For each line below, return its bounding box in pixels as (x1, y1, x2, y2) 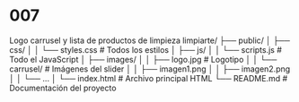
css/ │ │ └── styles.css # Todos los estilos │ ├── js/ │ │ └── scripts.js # (9, 44, 283, 55)
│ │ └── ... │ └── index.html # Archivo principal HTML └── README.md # (9, 72, 288, 83)
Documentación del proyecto (9, 82, 117, 93)
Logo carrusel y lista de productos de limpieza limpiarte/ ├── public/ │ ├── (9, 35, 290, 46)
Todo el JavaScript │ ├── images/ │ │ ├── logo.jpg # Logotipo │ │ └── (9, 54, 277, 64)
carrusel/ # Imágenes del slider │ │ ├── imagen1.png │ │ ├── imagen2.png (9, 64, 291, 74)
